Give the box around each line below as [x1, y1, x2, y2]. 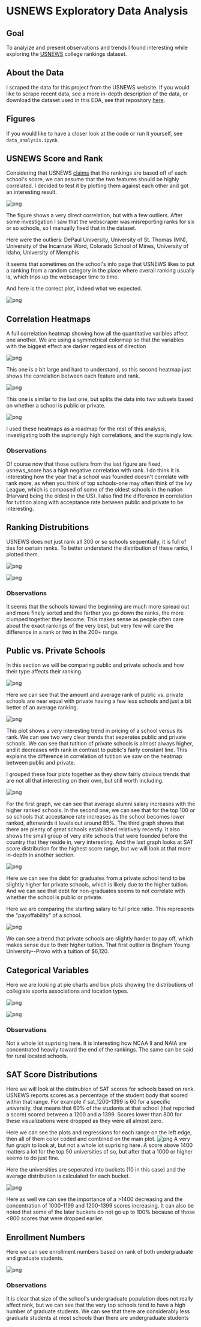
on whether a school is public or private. [6, 402, 106, 409]
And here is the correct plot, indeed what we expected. [6, 285, 143, 292]
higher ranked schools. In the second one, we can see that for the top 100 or [6, 807, 196, 814]
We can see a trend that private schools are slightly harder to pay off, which [6, 935, 194, 942]
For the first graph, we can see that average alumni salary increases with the [6, 800, 196, 808]
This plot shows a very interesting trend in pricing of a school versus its [6, 727, 183, 735]
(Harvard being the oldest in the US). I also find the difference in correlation [6, 492, 193, 499]
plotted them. [6, 551, 40, 558]
